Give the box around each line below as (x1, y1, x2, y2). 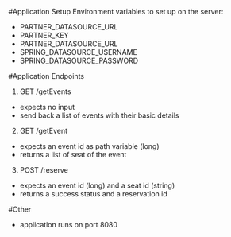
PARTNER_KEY (19, 31, 69, 40)
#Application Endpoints (8, 72, 85, 80)
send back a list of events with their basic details (19, 111, 179, 120)
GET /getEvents (19, 87, 71, 96)
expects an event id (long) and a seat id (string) (19, 181, 175, 190)
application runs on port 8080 (19, 220, 117, 229)
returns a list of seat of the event (19, 150, 127, 159)
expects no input (19, 103, 75, 111)
